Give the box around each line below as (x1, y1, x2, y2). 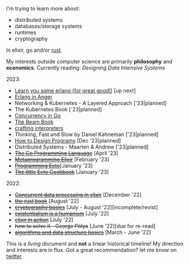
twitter (6, 253, 22, 260)
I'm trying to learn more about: (6, 5, 80, 12)
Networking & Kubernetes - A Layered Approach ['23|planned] (14, 100, 167, 107)
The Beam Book (14, 118, 54, 125)
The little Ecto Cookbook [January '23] (14, 168, 109, 175)
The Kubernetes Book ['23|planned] (14, 106, 102, 112)
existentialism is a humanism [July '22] (14, 210, 109, 217)
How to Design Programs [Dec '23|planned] (14, 137, 121, 144)
